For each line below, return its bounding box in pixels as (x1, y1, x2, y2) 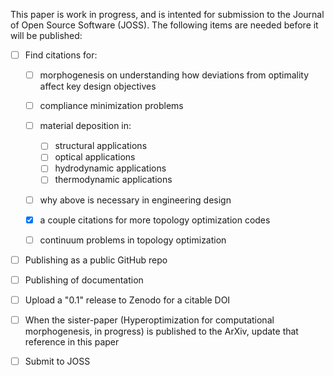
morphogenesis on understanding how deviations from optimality (39, 69, 310, 81)
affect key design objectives (39, 80, 157, 93)
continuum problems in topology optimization (39, 234, 227, 246)
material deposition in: (39, 120, 132, 132)
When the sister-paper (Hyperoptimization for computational (24, 314, 275, 326)
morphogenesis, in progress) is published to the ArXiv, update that (24, 325, 299, 337)
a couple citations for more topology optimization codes (39, 214, 271, 226)
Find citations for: (24, 49, 98, 61)
